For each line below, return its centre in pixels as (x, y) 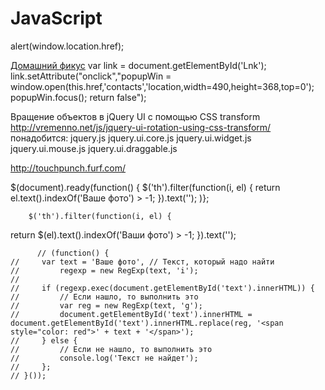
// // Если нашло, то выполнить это (104, 297)
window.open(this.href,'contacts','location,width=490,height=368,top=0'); (162, 86)
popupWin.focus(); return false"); (78, 97)
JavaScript (56, 18)
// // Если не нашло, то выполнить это (111, 349)
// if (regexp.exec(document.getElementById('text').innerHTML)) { (162, 288)
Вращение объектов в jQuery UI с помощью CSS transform (135, 116)
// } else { (44, 340)
